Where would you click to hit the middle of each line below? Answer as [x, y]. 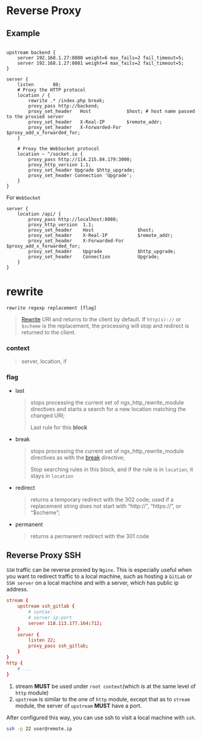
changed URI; [48, 415]
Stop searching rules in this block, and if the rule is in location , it [112, 469]
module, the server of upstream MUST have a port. [78, 706]
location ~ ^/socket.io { [50, 154]
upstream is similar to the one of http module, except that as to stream [103, 699]
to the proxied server [35, 117]
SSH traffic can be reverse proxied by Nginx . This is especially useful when [99, 570]
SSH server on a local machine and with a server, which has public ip [92, 583]
